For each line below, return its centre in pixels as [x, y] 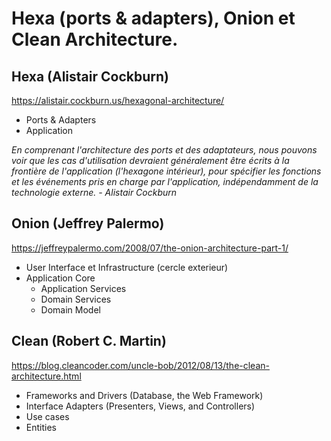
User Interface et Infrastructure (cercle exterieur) [127, 267]
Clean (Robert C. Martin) [89, 341]
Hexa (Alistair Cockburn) [90, 76]
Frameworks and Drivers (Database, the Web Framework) [144, 395]
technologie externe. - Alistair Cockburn [94, 192]
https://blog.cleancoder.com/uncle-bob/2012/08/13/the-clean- [140, 365]
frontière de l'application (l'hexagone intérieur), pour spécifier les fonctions [166, 171]
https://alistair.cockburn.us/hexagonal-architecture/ [118, 100]
